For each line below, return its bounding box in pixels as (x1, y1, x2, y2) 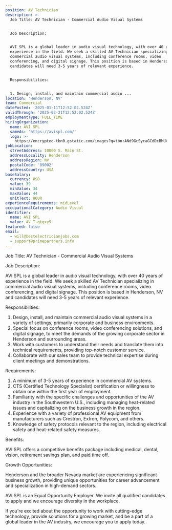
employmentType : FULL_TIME (5, 115, 63, 120)
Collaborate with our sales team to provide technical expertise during (12, 352, 159, 358)
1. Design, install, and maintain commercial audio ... (10, 91, 132, 96)
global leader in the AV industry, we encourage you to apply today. (5, 518, 146, 525)
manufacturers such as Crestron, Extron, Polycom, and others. (12, 415, 145, 421)
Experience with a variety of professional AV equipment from (12, 410, 142, 416)
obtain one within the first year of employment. (12, 388, 112, 394)
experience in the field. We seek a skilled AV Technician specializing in (5, 278, 155, 284)
